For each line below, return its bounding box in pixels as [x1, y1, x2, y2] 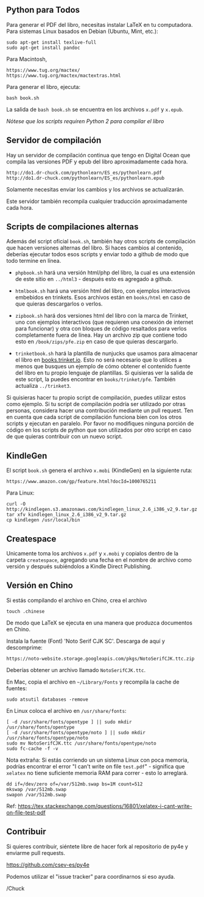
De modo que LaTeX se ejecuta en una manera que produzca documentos [6, 619, 193, 626]
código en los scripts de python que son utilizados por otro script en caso [6, 426, 192, 434]
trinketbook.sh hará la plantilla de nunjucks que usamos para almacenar [15, 350, 198, 357]
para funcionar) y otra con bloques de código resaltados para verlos [15, 325, 187, 332]
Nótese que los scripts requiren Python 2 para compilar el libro [6, 117, 164, 124]
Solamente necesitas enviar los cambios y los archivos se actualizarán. [6, 185, 185, 193]
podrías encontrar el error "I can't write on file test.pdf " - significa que [6, 762, 185, 770]
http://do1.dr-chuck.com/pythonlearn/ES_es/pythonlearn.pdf [6, 170, 163, 176]
